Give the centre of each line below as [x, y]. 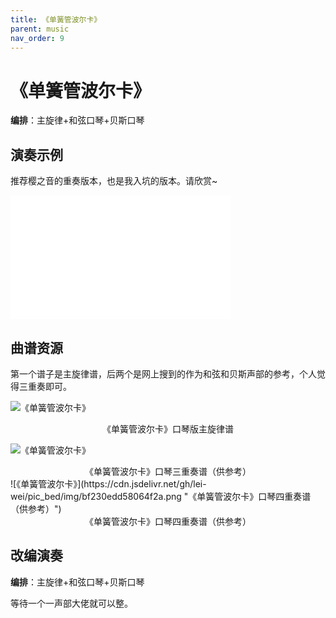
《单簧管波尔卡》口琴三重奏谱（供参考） [168, 471]
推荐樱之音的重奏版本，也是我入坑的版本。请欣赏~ [114, 181]
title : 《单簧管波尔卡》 [56, 19]
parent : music [40, 29]
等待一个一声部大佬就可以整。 [71, 603]
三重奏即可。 [45, 386]
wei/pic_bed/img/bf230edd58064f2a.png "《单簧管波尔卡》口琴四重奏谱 [161, 496]
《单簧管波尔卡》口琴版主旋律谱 [168, 428]
